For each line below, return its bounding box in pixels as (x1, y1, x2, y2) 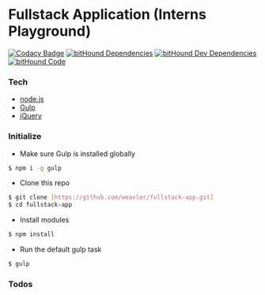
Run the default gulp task (19, 245, 102, 254)
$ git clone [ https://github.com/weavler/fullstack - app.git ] (8, 193, 214, 202)
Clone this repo (19, 178, 70, 188)
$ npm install (8, 230, 55, 238)
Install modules (19, 215, 70, 225)
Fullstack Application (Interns (8, 6, 207, 24)
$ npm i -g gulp (8, 164, 62, 172)
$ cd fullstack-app (8, 201, 73, 209)
